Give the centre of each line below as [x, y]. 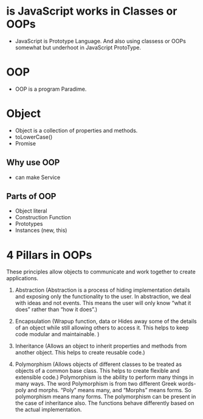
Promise [26, 143]
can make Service [38, 177]
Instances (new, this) [41, 230]
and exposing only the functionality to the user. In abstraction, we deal [103, 297]
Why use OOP [33, 163]
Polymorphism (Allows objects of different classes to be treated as [98, 364]
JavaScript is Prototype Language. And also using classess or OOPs [101, 41]
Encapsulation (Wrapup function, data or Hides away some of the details [106, 322]
